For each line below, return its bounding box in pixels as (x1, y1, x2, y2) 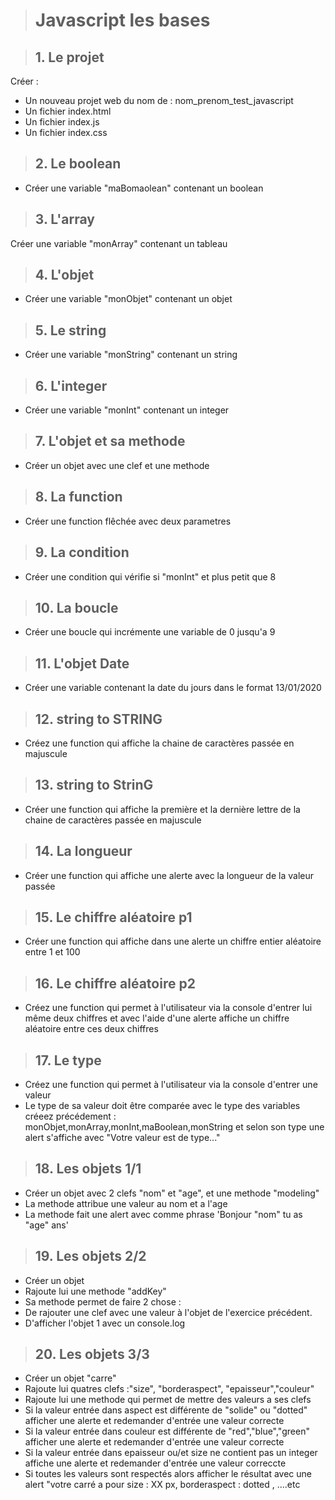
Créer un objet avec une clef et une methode (24, 459, 210, 471)
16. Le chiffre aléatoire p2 (34, 975, 196, 992)
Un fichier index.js (24, 116, 100, 128)
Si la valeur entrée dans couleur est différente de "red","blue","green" (24, 1425, 310, 1438)
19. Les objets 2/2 (34, 1248, 147, 1265)
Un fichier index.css (24, 127, 108, 138)
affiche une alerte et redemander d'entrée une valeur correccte (24, 1457, 287, 1469)
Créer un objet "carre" (24, 1372, 117, 1384)
